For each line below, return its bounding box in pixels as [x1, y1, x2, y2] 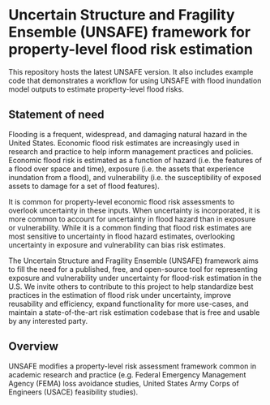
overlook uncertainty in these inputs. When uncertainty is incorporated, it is [8, 205, 261, 215]
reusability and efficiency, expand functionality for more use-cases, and [8, 299, 249, 308]
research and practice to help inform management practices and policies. [8, 146, 254, 156]
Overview [8, 339, 59, 354]
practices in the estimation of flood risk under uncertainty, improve [8, 290, 232, 299]
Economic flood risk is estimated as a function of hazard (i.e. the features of [8, 155, 262, 165]
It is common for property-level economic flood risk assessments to [8, 196, 235, 206]
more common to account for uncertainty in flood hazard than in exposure [8, 213, 256, 224]
